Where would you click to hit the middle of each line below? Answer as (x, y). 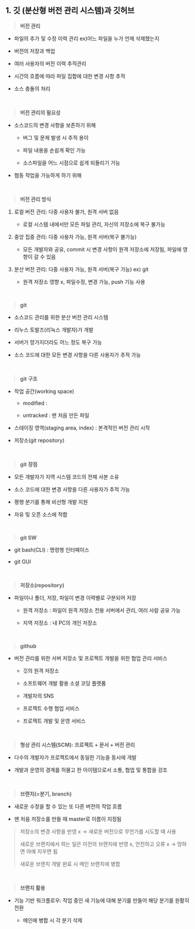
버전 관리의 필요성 (40, 112)
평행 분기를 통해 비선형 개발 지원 (51, 502)
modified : (35, 403)
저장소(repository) (42, 585)
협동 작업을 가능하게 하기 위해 (48, 175)
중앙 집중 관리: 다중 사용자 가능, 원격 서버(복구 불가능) (75, 237)
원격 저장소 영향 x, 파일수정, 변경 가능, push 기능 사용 (84, 281)
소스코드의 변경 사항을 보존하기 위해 (55, 125)
